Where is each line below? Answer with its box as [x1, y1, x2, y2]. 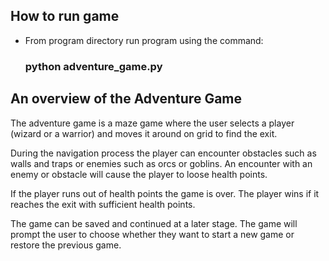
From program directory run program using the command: [24, 34, 264, 46]
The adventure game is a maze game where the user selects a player [10, 117, 295, 129]
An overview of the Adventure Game [10, 90, 243, 108]
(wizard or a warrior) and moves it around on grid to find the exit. [10, 127, 278, 139]
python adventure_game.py [24, 59, 163, 73]
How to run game [10, 8, 120, 25]
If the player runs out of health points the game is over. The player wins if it [10, 187, 320, 199]
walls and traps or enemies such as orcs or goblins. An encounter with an [10, 157, 313, 169]
